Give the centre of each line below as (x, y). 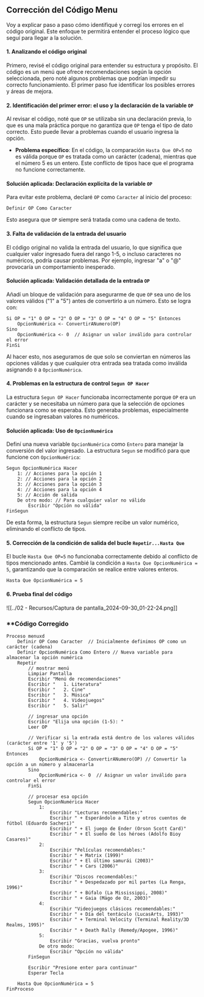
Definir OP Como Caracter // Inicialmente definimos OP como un (102, 641)
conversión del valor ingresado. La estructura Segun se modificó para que (98, 451)
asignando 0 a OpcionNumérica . (44, 370)
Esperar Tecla (46, 973)
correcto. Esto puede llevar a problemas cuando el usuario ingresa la (93, 132)
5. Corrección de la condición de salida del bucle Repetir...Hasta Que (95, 542)
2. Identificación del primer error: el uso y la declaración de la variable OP (100, 105)
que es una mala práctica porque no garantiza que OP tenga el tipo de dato (100, 125)
